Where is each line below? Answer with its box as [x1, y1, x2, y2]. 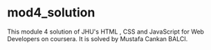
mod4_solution [7, 5, 95, 21]
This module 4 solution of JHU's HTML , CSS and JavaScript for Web [7, 27, 204, 36]
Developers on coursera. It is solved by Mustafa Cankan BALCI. [7, 34, 188, 42]
